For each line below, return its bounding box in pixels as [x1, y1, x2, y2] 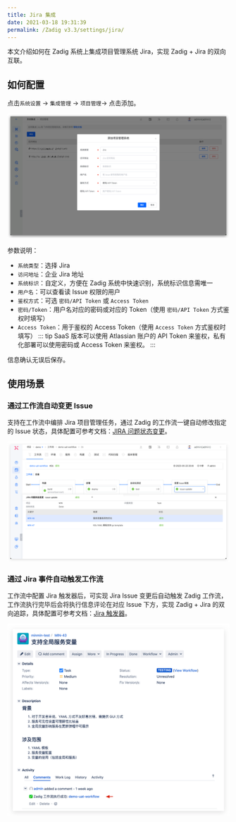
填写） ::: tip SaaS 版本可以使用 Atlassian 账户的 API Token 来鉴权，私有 [17, 332, 226, 340]
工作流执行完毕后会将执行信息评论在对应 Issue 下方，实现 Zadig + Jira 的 [7, 600, 219, 609]
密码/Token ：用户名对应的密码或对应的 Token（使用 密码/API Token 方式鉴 [17, 305, 230, 313]
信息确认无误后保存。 [7, 355, 69, 363]
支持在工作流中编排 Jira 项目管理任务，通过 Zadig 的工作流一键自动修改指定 [7, 418, 227, 427]
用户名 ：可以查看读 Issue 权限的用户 [17, 287, 121, 296]
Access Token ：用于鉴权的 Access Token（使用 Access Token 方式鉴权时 [17, 322, 227, 331]
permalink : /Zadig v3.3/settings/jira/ [7, 26, 125, 33]
